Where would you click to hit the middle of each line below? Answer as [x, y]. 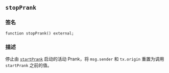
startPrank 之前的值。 [29, 65]
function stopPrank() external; [40, 33]
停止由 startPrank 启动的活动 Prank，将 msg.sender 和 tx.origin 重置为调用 [85, 59]
